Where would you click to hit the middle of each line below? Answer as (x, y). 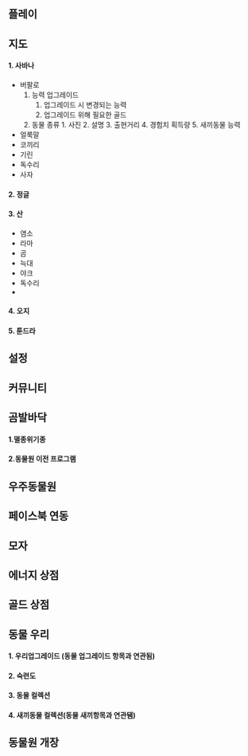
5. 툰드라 (22, 331)
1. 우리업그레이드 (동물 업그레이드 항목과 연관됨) (82, 656)
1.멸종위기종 (27, 439)
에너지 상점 (34, 575)
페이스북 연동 (39, 516)
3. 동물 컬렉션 (29, 695)
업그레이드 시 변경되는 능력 (85, 104)
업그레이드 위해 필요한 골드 (85, 115)
